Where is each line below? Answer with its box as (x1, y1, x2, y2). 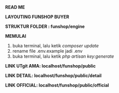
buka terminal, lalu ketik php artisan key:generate (12, 53, 115, 59)
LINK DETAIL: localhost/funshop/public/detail (5, 73, 102, 79)
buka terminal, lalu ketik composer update (12, 43, 99, 49)
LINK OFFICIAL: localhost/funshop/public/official (5, 82, 110, 88)
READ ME (5, 4, 25, 10)
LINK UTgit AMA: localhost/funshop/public (5, 63, 96, 69)
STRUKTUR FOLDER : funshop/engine (5, 23, 85, 29)
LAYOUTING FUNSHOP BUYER (5, 14, 70, 19)
